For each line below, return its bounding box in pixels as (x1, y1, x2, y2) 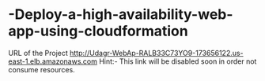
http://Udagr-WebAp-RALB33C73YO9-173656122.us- (70, 48, 244, 57)
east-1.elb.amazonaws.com (8, 57, 97, 66)
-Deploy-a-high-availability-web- (8, 6, 233, 24)
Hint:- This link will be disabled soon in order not (98, 57, 257, 66)
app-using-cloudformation (8, 22, 188, 40)
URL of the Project (8, 48, 69, 57)
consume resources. (8, 64, 75, 74)
